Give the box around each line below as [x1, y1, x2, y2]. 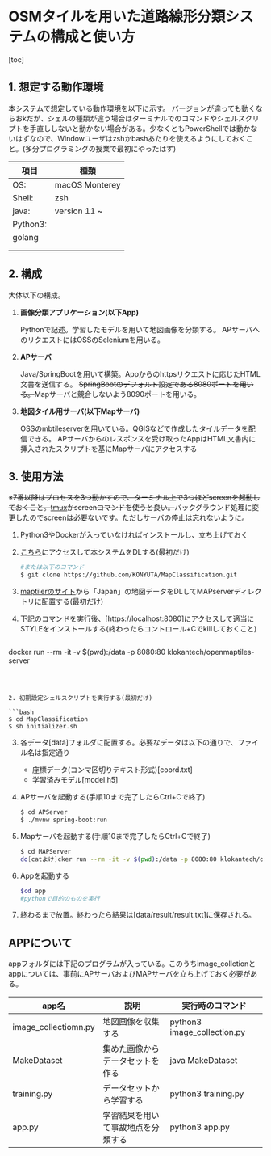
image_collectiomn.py [12, 1022, 95, 1033]
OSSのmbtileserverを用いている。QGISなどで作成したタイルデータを [19, 424, 249, 433]
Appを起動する [19, 871, 70, 880]
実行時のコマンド [181, 1000, 248, 1011]
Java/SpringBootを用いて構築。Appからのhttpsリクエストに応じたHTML [19, 369, 261, 378]
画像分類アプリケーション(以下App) [19, 307, 140, 317]
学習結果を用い [102, 1110, 160, 1121]
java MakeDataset [169, 1055, 238, 1066]
